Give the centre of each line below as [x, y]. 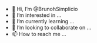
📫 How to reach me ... [39, 34]
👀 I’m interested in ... [36, 15]
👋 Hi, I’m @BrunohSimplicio [45, 9]
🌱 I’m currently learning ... [43, 21]
